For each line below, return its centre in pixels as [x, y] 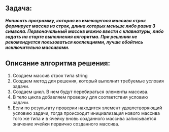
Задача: [19, 8]
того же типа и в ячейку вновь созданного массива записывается [84, 118]
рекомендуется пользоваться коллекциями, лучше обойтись [74, 42]
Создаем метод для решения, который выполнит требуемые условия [88, 81]
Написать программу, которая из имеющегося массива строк [76, 20]
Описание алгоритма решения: [58, 63]
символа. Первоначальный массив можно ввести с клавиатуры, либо [84, 31]
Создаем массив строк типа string [50, 75]
